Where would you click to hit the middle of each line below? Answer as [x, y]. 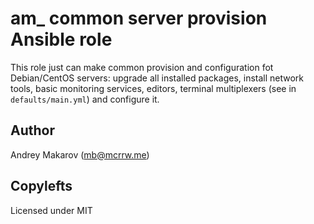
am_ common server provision [139, 18]
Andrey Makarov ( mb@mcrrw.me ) [80, 154]
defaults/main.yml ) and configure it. [85, 99]
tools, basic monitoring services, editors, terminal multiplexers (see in [153, 88]
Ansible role [61, 39]
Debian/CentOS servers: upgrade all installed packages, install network [157, 78]
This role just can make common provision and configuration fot [142, 67]
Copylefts [41, 186]
